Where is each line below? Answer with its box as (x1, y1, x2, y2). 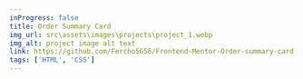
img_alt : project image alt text (9, 38, 136, 48)
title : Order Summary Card (9, 22, 112, 31)
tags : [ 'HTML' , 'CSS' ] (9, 55, 95, 64)
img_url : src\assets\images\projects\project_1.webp (9, 30, 213, 39)
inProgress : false (9, 13, 79, 23)
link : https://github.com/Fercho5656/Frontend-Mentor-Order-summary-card (9, 47, 295, 56)
